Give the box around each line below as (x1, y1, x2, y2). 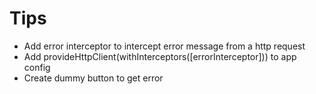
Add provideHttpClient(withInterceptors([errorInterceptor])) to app (23, 50, 297, 62)
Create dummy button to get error (23, 72, 164, 84)
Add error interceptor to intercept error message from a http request (23, 40, 306, 52)
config (23, 61, 51, 73)
